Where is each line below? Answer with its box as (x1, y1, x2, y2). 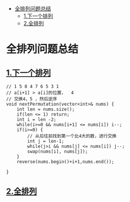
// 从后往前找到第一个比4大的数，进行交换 (27, 133, 116, 139)
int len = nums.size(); (16, 106, 75, 112)
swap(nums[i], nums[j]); (27, 149, 88, 154)
